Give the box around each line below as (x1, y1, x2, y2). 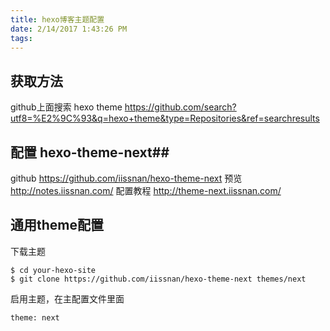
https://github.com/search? (124, 101, 237, 113)
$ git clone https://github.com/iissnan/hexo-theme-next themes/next (10, 274, 307, 284)
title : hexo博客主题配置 (10, 14, 105, 25)
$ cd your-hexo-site (10, 265, 97, 275)
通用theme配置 (10, 217, 104, 234)
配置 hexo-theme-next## (10, 144, 170, 161)
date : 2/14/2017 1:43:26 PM (10, 24, 128, 34)
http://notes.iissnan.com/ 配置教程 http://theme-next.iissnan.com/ (10, 185, 282, 196)
